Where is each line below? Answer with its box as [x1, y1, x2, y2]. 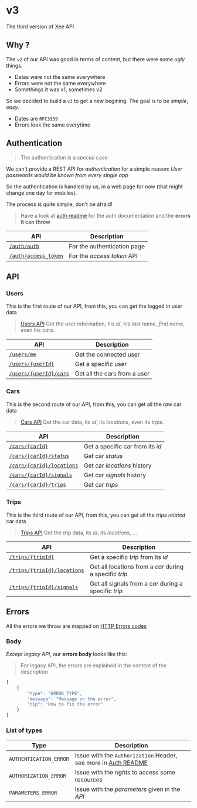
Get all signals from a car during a [90, 579, 183, 587]
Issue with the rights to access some [74, 769, 176, 777]
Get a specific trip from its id [90, 553, 168, 561]
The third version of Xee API [6, 23, 74, 30]
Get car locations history [84, 461, 152, 470]
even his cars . [20, 327, 55, 334]
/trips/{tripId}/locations [9, 567, 84, 574]
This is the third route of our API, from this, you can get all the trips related [6, 511, 186, 518]
